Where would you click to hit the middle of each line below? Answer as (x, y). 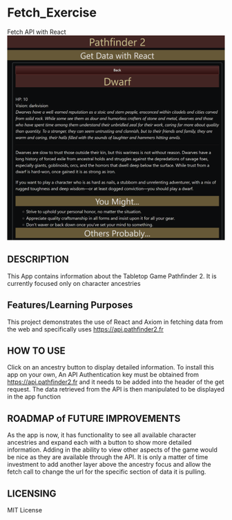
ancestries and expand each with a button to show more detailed (99, 443)
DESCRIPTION (38, 259)
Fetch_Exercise (52, 13)
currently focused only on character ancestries (74, 283)
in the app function (34, 397)
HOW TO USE (36, 350)
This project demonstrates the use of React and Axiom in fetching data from (115, 322)
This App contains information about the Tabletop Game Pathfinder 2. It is (112, 276)
